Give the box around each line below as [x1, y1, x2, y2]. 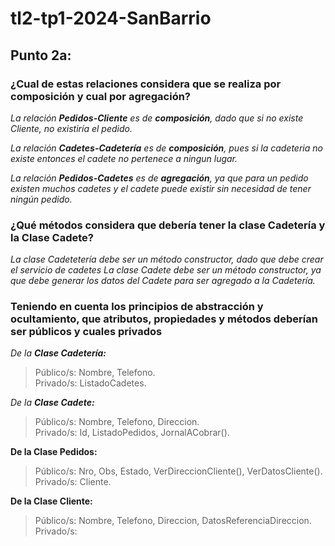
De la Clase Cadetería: [10, 347, 107, 359]
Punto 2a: [10, 47, 72, 64]
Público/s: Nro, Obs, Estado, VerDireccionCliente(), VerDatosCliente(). [34, 465, 323, 477]
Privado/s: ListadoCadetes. [34, 377, 147, 389]
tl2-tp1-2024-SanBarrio [10, 7, 212, 30]
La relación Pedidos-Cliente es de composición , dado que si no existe [10, 112, 304, 124]
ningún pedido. [10, 193, 73, 205]
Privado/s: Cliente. [34, 476, 112, 488]
